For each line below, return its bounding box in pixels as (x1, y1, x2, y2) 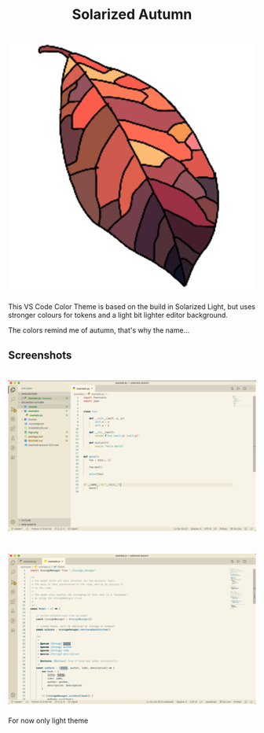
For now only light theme (8, 716, 89, 725)
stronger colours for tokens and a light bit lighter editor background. (8, 311, 228, 320)
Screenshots (8, 348, 72, 362)
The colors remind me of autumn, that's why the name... (8, 326, 190, 335)
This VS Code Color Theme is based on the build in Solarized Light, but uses (8, 302, 255, 311)
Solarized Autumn (71, 6, 192, 24)
